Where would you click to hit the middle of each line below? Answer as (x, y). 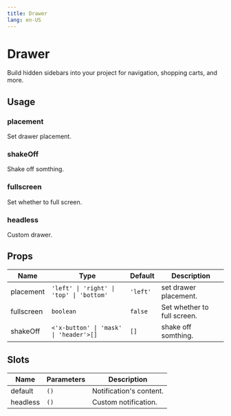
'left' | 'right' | (83, 288)
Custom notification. (124, 402)
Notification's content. (128, 391)
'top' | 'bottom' (80, 295)
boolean (64, 311)
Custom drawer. (30, 235)
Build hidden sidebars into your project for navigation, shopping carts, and (112, 73)
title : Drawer (27, 13)
